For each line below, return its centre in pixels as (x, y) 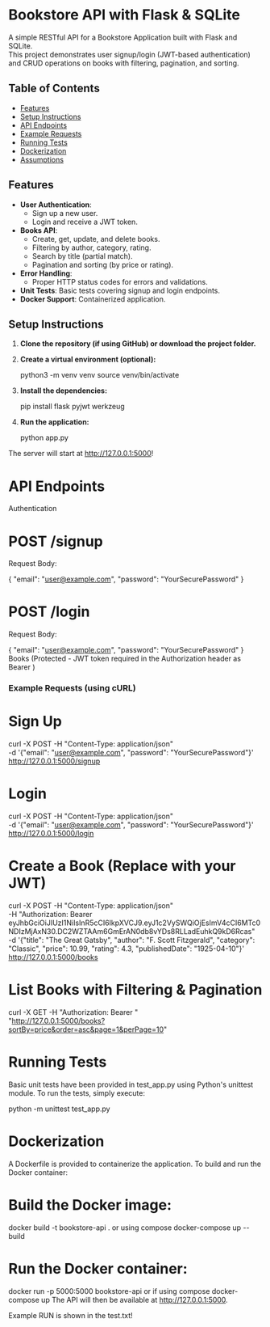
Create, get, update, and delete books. (96, 239)
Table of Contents (54, 89)
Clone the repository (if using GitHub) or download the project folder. (138, 344)
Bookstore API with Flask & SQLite (124, 15)
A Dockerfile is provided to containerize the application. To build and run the (135, 1164)
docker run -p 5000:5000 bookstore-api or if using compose (109, 1291)
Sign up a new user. (65, 213)
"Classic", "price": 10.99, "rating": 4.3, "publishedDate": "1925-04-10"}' (126, 949)
